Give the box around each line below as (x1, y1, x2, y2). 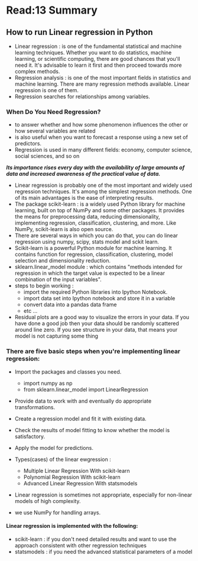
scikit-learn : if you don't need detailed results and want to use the (14, 536, 177, 543)
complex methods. (14, 68, 60, 74)
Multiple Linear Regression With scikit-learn (23, 467, 130, 474)
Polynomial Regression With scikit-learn (23, 474, 121, 481)
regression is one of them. (14, 87, 79, 93)
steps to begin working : (14, 282, 74, 290)
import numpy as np (23, 380, 73, 387)
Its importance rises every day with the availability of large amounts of (6, 164, 185, 171)
